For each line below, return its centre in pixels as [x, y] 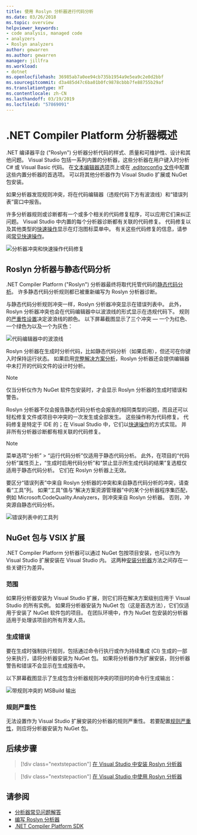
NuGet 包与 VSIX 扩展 [45, 537]
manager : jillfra [27, 61]
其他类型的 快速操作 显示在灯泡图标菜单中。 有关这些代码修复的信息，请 [96, 229]
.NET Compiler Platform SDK [49, 826]
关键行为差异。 [29, 568]
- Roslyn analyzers [30, 45]
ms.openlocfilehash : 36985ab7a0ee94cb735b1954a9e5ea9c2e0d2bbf [85, 77]
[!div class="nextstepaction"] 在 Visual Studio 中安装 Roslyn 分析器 [101, 764]
